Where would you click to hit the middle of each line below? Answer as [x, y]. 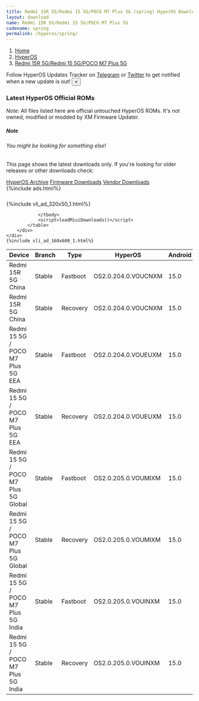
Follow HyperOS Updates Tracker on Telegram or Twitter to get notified [93, 75]
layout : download [28, 17]
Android [180, 255]
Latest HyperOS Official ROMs [50, 98]
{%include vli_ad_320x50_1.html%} [48, 204]
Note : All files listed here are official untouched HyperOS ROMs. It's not [93, 111]
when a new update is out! [38, 81]
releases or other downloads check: [50, 170]
